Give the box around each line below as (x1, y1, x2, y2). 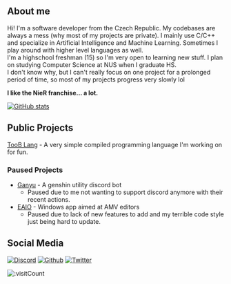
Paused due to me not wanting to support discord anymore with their (27, 188, 223, 196)
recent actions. (27, 195, 70, 203)
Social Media (7, 238, 64, 249)
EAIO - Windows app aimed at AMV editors (17, 202, 140, 211)
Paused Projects (7, 165, 63, 175)
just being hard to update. (27, 217, 101, 225)
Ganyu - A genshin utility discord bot (17, 180, 122, 189)
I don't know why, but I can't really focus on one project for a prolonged (7, 68, 211, 76)
